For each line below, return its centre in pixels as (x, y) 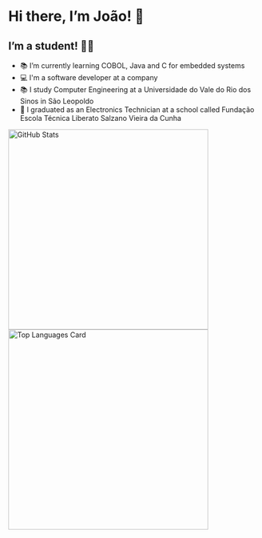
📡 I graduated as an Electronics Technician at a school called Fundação (137, 110)
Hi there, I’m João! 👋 (76, 16)
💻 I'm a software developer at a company (89, 78)
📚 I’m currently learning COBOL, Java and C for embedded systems (132, 66)
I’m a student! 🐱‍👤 (51, 46)
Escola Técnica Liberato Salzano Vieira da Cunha (101, 118)
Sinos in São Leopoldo (57, 101)
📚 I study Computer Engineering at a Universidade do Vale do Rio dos (135, 90)
